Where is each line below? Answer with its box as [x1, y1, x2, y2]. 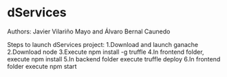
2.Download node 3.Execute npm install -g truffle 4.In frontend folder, [7, 48, 204, 56]
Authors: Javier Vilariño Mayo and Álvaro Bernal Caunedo [7, 27, 171, 35]
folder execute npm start [7, 62, 77, 70]
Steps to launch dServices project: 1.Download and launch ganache [7, 40, 199, 48]
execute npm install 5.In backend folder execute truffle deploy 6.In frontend [7, 55, 221, 63]
